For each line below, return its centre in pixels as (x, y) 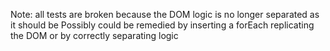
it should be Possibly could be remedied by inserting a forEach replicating (162, 25)
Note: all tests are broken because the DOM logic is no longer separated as (165, 14)
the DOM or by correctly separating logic (94, 35)
